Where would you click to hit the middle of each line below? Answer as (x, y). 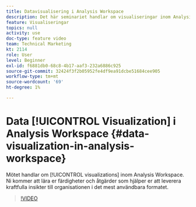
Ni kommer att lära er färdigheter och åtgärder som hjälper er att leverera (94, 181)
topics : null (22, 28)
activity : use (23, 33)
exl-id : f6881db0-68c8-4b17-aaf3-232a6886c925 (64, 66)
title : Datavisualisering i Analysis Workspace (65, 11)
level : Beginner (26, 60)
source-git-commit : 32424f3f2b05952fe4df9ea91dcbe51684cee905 (83, 71)
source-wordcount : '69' (35, 82)
